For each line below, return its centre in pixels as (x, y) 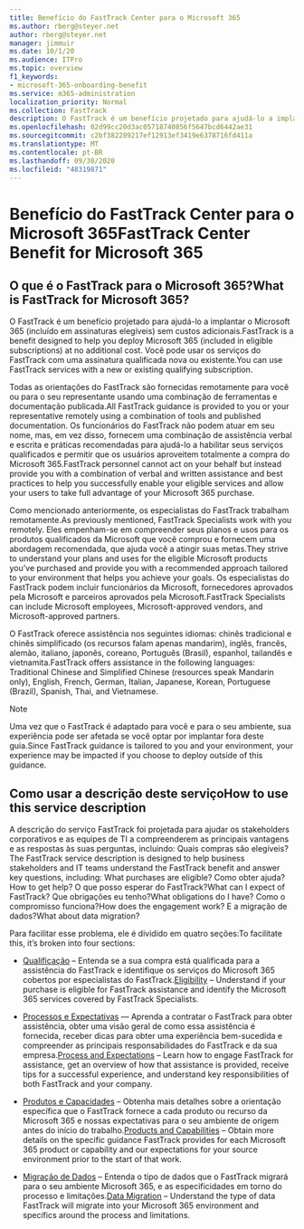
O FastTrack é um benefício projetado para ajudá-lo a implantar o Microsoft (150, 321)
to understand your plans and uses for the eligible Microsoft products (139, 558)
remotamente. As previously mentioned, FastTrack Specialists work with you (151, 520)
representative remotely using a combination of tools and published (135, 416)
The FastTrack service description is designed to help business (127, 858)
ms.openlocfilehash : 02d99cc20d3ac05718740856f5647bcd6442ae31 (131, 128)
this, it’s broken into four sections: (72, 943)
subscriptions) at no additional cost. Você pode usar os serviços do (135, 350)
